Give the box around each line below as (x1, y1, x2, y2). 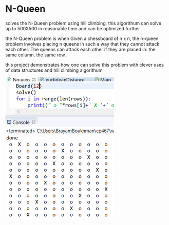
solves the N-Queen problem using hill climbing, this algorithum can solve (5, 20, 162, 26)
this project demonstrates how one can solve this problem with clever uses (5, 62, 164, 68)
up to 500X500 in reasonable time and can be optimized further (5, 25, 140, 31)
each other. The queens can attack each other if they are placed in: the (5, 46, 156, 52)
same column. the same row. (5, 52, 66, 58)
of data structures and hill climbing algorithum (5, 67, 103, 73)
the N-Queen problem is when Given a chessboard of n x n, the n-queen (5, 35, 159, 42)
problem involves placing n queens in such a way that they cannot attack (5, 40, 160, 47)
